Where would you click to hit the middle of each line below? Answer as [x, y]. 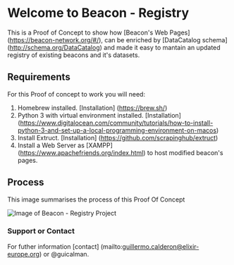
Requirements [39, 77]
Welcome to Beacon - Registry [98, 13]
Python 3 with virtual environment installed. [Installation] [99, 115]
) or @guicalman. [64, 254]
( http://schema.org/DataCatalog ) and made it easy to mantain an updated [114, 47]
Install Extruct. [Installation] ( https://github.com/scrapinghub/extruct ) [118, 137]
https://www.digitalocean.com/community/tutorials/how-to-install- [117, 123]
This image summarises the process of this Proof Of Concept [96, 199]
